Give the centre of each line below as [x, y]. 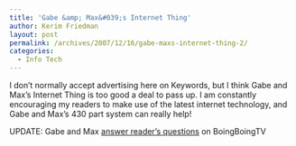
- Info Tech [40, 59]
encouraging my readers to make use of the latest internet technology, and [148, 104]
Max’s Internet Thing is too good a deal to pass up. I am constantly [133, 95]
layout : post [34, 34]
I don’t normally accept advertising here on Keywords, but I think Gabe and [148, 85]
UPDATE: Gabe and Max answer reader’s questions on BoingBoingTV [138, 131]
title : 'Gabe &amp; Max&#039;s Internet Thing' [101, 18]
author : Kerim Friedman [54, 26]
